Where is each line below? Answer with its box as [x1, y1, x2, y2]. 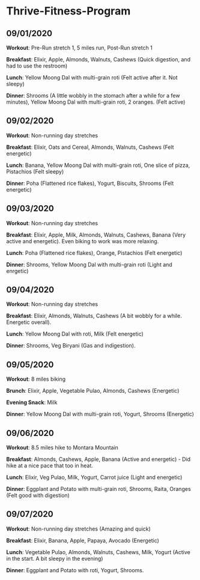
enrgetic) [6, 267, 29, 275]
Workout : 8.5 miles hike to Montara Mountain [6, 444, 119, 451]
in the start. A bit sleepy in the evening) [6, 555, 103, 562]
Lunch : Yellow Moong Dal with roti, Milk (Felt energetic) [6, 330, 144, 338]
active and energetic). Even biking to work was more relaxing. [6, 237, 159, 245]
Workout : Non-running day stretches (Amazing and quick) [6, 525, 151, 532]
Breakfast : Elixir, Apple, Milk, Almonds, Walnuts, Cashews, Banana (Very [6, 231, 186, 239]
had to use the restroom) [6, 62, 68, 69]
